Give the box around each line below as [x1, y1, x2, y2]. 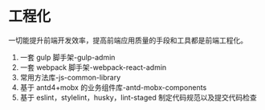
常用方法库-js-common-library [19, 72, 121, 82]
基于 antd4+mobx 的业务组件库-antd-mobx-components [19, 82, 207, 92]
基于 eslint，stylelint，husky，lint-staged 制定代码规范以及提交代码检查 [19, 92, 257, 102]
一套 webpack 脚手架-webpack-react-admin [19, 62, 167, 72]
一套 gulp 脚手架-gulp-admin [19, 52, 116, 62]
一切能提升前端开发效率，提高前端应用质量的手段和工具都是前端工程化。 [8, 35, 247, 45]
